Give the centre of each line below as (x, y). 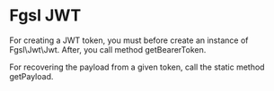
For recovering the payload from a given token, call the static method (137, 67)
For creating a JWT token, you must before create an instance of (129, 40)
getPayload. (31, 76)
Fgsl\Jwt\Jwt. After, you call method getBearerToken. (108, 49)
